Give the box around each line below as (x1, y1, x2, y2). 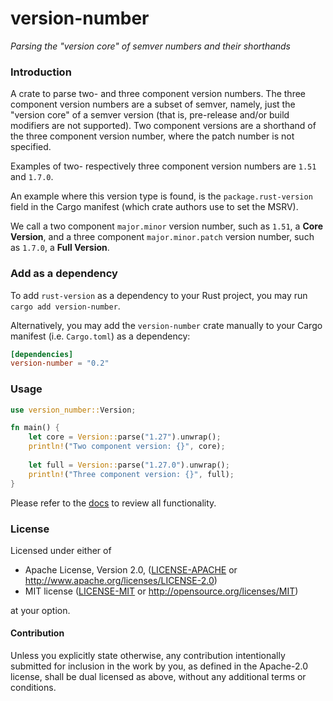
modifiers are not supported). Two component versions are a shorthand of (10, 120, 317, 132)
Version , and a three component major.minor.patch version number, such (10, 231, 315, 243)
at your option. (10, 604, 71, 616)
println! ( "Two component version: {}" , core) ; (28, 442, 226, 452)
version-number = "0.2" (10, 358, 110, 369)
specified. (10, 141, 52, 153)
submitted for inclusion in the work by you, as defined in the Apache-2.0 (10, 660, 308, 672)
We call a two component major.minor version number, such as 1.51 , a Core (10, 220, 324, 232)
